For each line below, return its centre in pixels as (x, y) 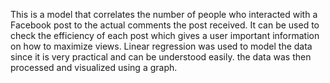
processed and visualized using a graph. (94, 67)
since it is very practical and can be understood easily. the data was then (161, 57)
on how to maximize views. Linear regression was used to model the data (161, 46)
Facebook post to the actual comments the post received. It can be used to (165, 25)
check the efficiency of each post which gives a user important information (165, 35)
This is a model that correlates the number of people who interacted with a (164, 14)
